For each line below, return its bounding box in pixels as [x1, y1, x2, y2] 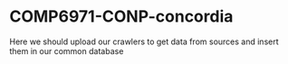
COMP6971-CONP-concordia [9, 6, 234, 27]
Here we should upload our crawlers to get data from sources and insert [9, 36, 279, 47]
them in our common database [9, 45, 124, 56]
